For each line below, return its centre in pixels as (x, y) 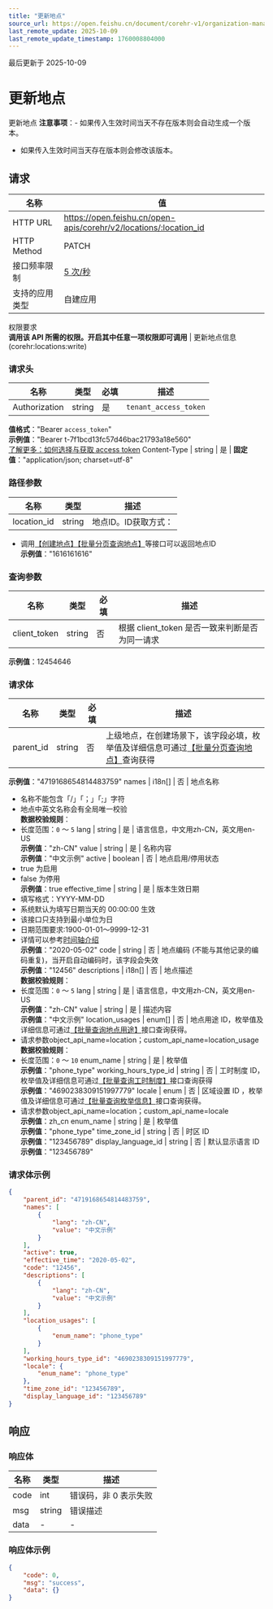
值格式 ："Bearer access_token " (60, 430)
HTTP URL (32, 222)
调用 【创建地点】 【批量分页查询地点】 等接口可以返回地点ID (118, 543)
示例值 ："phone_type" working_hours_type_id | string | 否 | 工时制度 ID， (142, 1070)
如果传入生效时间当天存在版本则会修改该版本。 (98, 150)
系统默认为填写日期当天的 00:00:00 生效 (88, 909)
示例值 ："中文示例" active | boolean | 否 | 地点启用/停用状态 (119, 858)
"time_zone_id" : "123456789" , (74, 1389)
